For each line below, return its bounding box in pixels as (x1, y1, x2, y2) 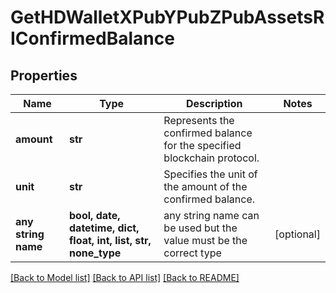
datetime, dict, (69, 221, 140, 235)
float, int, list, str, (69, 234, 152, 247)
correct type (163, 246, 222, 260)
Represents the (163, 114, 235, 127)
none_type (69, 246, 122, 260)
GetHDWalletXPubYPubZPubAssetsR (10, 6, 325, 29)
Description (185, 97, 243, 110)
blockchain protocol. (163, 151, 260, 165)
